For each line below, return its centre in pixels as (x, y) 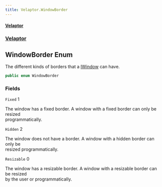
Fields (13, 89)
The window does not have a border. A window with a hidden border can (80, 139)
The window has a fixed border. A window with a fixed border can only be (81, 109)
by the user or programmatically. (39, 179)
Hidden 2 (14, 129)
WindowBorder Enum (39, 54)
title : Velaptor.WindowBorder (37, 10)
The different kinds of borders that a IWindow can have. (63, 66)
